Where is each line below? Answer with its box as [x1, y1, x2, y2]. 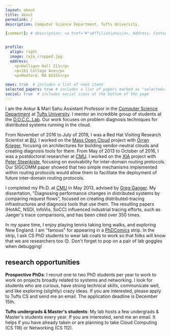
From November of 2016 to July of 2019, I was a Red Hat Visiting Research [5, 131, 161, 137]
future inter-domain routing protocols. [5, 175, 85, 181]
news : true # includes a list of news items [5, 82, 103, 87]
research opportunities [5, 258, 80, 267]
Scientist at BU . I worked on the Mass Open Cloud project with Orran [5, 137, 149, 143]
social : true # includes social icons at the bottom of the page [5, 92, 149, 97]
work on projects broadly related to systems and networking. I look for [5, 277, 153, 283]
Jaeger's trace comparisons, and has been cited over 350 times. [5, 212, 141, 218]
